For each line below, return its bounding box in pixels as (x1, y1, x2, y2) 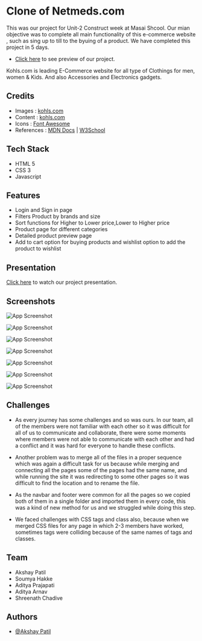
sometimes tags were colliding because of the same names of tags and (14, 528, 193, 536)
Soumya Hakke (14, 575, 53, 582)
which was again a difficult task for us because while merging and (14, 460, 180, 467)
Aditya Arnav (14, 588, 48, 595)
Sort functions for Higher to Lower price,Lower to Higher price (14, 219, 170, 226)
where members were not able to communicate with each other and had (14, 435, 195, 442)
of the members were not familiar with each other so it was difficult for (14, 422, 191, 430)
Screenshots (6, 296, 55, 306)
